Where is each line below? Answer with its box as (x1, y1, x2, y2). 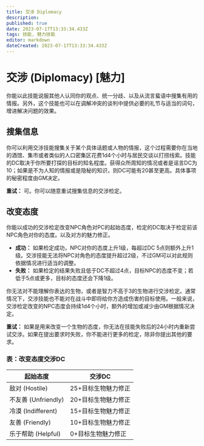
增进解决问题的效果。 (6, 107, 59, 114)
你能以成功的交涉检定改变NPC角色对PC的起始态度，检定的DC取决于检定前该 (6, 224, 198, 231)
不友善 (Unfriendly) (9, 395, 64, 404)
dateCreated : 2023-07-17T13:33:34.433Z (6, 43, 107, 49)
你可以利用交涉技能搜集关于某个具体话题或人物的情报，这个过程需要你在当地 (6, 144, 198, 151)
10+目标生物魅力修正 (69, 418, 131, 427)
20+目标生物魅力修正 (69, 395, 131, 404)
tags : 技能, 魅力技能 (6, 32, 56, 38)
